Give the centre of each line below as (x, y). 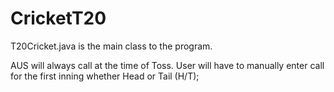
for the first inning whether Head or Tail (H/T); (105, 76)
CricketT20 (58, 18)
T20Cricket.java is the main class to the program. (111, 46)
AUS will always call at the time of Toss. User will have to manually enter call (167, 65)
